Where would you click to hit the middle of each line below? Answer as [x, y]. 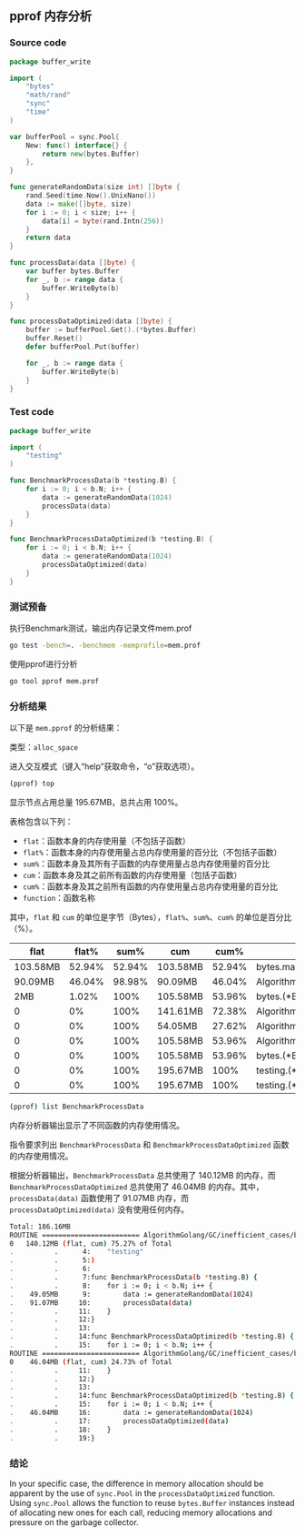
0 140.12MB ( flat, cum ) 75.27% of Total [91, 1244]
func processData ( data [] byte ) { [73, 263]
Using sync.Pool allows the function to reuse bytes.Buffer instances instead [152, 1502]
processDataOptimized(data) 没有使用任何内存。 [99, 1209]
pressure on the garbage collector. [74, 1522]
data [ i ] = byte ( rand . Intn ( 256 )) [103, 221]
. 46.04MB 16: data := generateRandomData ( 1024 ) [132, 1413]
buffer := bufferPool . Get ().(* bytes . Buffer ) [111, 330]
